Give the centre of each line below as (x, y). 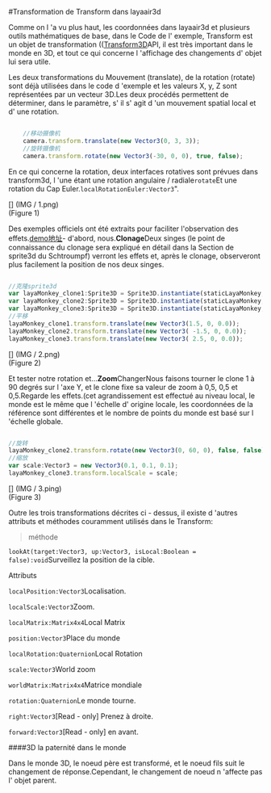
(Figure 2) (25, 363)
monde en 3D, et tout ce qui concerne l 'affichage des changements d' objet (135, 53)
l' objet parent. (33, 780)
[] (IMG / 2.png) (34, 354)
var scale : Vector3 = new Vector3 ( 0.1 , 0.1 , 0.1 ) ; (94, 466)
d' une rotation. (33, 111)
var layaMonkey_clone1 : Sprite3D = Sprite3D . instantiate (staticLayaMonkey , (137, 294)
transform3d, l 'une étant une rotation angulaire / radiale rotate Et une (123, 180)
